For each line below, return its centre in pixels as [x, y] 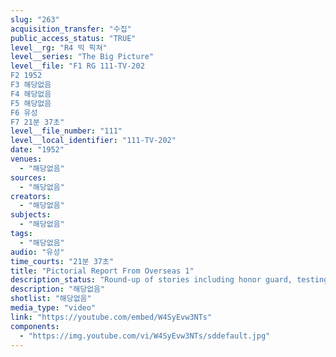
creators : [31, 196]
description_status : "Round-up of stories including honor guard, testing [169, 280]
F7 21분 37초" [37, 122]
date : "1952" [37, 150]
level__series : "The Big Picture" [82, 57]
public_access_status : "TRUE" [73, 38]
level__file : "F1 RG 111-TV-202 [77, 66]
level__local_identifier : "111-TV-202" [93, 141]
